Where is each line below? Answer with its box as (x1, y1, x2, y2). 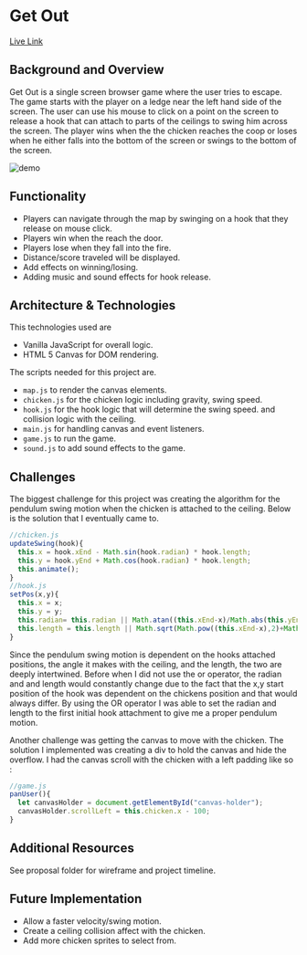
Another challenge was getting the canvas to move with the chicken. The (9, 734, 284, 745)
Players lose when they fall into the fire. (22, 242, 172, 253)
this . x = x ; (17, 599, 64, 608)
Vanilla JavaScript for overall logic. (22, 340, 153, 351)
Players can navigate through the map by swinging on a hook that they (22, 213, 289, 224)
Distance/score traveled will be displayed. (22, 252, 181, 263)
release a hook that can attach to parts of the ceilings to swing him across (9, 115, 288, 126)
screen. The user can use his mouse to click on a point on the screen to (9, 106, 279, 117)
